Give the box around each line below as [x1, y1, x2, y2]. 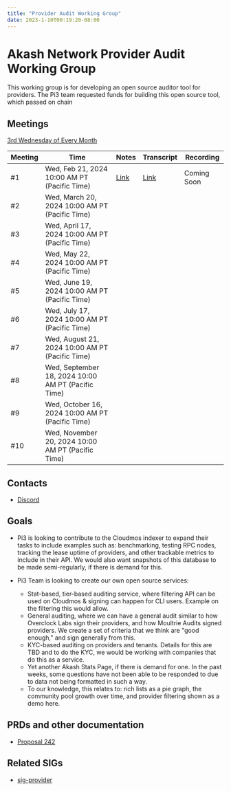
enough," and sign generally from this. [27, 633, 136, 642]
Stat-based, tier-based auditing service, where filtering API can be [27, 589, 216, 598]
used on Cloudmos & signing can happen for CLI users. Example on [27, 596, 219, 605]
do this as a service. [27, 655, 85, 664]
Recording [185, 153, 220, 162]
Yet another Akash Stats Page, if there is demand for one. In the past [27, 662, 222, 671]
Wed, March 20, [45, 193, 98, 202]
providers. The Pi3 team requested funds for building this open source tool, [7, 91, 221, 99]
